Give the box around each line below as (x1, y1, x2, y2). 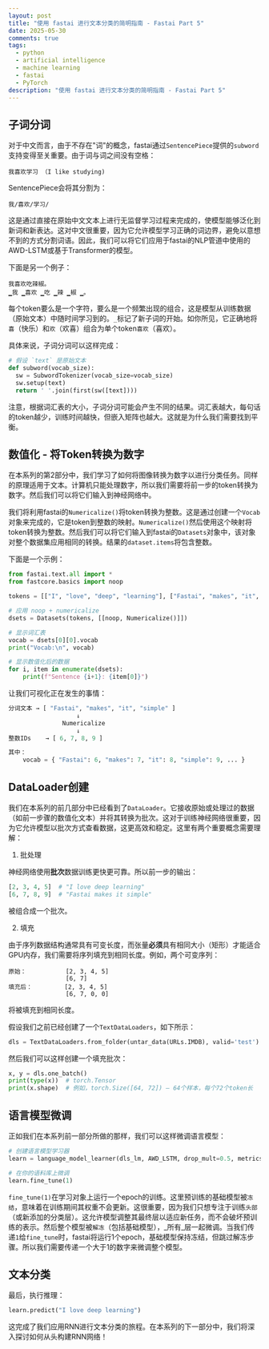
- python (15, 49, 45, 57)
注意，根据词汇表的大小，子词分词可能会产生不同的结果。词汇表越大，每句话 (8, 402, 261, 412)
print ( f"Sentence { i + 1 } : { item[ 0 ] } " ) (22, 673, 149, 681)
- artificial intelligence (15, 57, 106, 65)
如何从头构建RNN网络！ (29, 1332, 108, 1342)
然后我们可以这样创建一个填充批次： (8, 1054, 128, 1063)
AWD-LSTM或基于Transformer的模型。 (8, 246, 138, 255)
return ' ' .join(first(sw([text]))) (15, 386, 138, 395)
